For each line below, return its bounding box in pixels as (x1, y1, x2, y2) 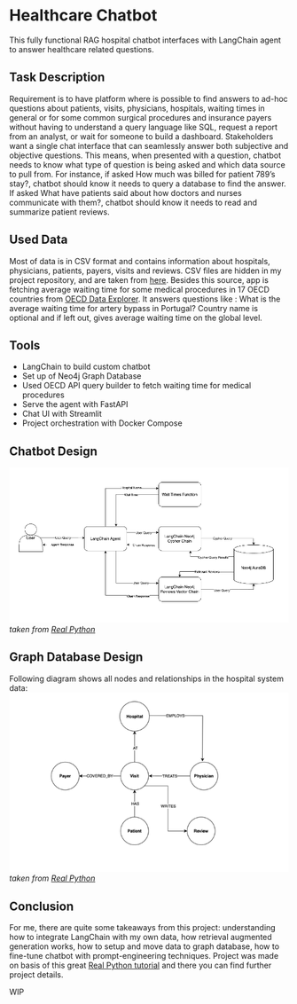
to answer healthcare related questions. (9, 43, 154, 54)
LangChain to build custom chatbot (21, 361, 151, 373)
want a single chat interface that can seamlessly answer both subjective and (9, 140, 289, 151)
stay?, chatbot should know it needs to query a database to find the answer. (9, 178, 286, 189)
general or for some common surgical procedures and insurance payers (9, 112, 272, 122)
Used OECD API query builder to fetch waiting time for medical (21, 380, 252, 391)
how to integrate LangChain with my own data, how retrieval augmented (9, 932, 272, 943)
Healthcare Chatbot (9, 5, 158, 26)
